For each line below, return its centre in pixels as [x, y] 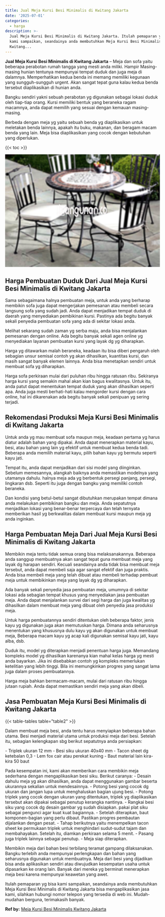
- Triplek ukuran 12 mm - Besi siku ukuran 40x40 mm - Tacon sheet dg [77, 751]
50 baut [22, 761]
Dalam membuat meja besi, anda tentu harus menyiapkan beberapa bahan [80, 731]
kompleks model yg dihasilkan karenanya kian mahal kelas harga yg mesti [80, 656]
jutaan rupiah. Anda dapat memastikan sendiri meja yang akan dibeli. [75, 686]
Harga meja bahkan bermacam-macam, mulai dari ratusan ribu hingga [76, 681]
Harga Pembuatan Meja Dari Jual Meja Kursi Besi [81, 535]
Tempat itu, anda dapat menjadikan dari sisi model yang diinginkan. [73, 467]
